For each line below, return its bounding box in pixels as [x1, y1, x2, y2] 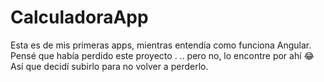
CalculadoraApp [10, 6, 149, 29]
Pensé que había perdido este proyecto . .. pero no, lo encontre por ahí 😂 [10, 49, 315, 61]
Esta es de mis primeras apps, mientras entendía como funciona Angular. [10, 39, 312, 51]
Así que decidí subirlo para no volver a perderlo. [10, 60, 209, 72]
